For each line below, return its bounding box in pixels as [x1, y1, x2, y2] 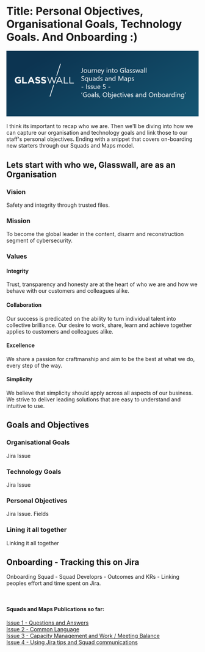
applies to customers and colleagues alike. [6, 328, 114, 335]
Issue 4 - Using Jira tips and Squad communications [6, 639, 138, 646]
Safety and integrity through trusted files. [6, 201, 110, 209]
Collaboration [6, 301, 41, 309]
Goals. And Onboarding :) [6, 30, 138, 44]
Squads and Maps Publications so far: [6, 605, 105, 612]
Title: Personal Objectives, [6, 4, 143, 18]
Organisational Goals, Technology [6, 17, 182, 31]
